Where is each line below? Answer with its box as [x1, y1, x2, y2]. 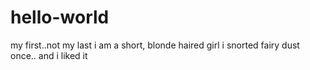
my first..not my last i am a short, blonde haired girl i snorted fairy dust [10, 39, 300, 51]
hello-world [10, 6, 110, 29]
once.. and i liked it [10, 49, 88, 61]
